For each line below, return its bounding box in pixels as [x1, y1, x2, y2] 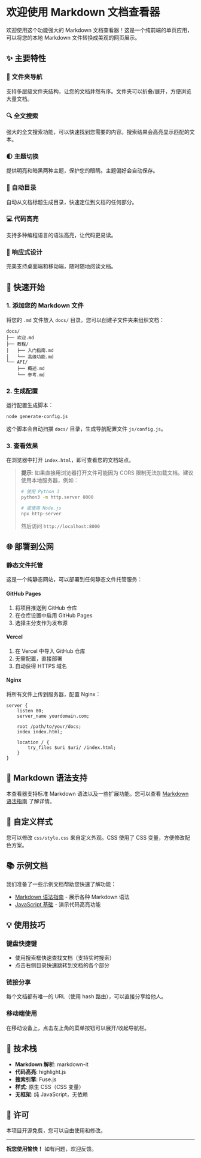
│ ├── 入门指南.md [6, 347, 54, 353]
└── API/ [6, 359, 28, 365]
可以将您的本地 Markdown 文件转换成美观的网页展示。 [6, 34, 141, 41]
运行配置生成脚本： [6, 402, 54, 409]
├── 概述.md [17, 365, 45, 371]
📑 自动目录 [6, 184, 37, 192]
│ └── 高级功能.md [6, 354, 54, 360]
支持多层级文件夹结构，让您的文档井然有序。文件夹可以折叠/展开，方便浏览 [6, 88, 192, 95]
